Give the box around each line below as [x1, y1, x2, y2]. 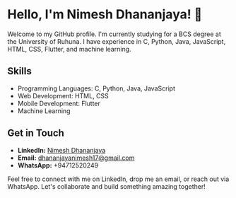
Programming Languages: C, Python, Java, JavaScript [17, 84, 175, 93]
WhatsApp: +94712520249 [17, 161, 99, 169]
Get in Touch [7, 127, 65, 139]
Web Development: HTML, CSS [17, 91, 110, 100]
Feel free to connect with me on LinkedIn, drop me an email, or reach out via [7, 175, 230, 183]
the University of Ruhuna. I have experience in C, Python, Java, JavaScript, [7, 37, 226, 45]
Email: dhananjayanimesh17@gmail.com [17, 153, 135, 162]
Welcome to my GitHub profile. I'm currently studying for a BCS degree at [7, 30, 221, 38]
